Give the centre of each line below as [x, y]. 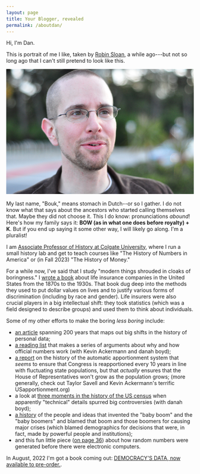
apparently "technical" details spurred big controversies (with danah [99, 402]
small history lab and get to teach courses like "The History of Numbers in [97, 253]
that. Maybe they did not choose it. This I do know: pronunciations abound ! [98, 216]
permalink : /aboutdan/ [34, 25]
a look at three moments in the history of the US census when [90, 395]
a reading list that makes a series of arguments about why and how [97, 345]
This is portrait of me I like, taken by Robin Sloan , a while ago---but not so [97, 54]
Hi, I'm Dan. [21, 43]
